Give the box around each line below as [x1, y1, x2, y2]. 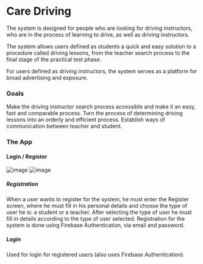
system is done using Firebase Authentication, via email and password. [6, 221, 185, 229]
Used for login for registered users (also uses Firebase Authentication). [6, 251, 185, 259]
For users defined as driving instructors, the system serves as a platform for [6, 67, 198, 74]
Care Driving [6, 4, 71, 18]
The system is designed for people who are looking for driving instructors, [6, 24, 193, 32]
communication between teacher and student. [6, 123, 123, 130]
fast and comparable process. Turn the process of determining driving [6, 110, 183, 117]
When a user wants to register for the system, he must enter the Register [6, 196, 189, 203]
